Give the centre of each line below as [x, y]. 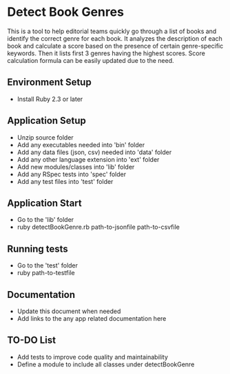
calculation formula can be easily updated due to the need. [91, 60]
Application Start [44, 203]
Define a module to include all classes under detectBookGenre [106, 364]
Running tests [38, 249]
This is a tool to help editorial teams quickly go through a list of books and [112, 31]
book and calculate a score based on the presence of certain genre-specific [115, 46]
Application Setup [46, 121]
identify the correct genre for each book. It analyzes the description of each [115, 38]
